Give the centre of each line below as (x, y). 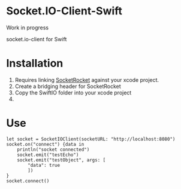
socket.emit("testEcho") (48, 155)
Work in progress (28, 28)
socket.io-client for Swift (37, 39)
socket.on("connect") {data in (45, 144)
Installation (35, 63)
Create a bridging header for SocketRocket (68, 86)
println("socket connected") (53, 150)
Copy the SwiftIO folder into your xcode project (73, 92)
